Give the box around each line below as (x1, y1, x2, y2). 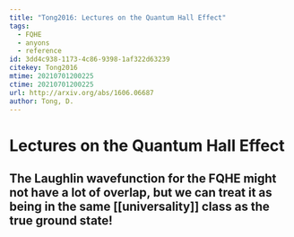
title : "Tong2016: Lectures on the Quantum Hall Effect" (9, 13, 227, 22)
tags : (9, 22, 30, 31)
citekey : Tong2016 (9, 64, 78, 73)
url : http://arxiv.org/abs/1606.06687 (9, 88, 154, 97)
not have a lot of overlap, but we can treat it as (9, 185, 272, 200)
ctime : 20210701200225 (9, 80, 94, 89)
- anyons (17, 38, 50, 48)
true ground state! (9, 213, 114, 228)
